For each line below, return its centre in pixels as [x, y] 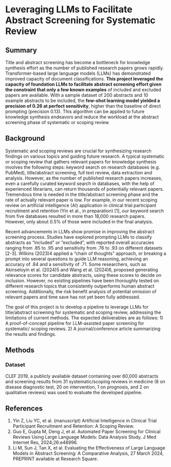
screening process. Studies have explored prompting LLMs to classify [79, 237]
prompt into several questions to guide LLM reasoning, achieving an [77, 259]
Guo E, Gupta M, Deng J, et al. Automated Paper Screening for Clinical [87, 432]
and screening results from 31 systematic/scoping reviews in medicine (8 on [86, 381]
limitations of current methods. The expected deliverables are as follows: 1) [84, 318]
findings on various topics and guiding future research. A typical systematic [85, 156]
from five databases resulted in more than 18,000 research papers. [76, 216]
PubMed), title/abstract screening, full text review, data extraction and [79, 172]
